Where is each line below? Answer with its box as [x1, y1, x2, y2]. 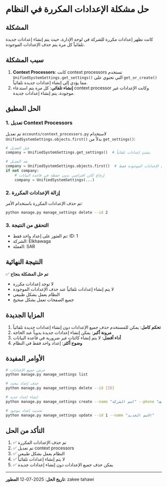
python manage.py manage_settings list [5, 372, 88, 377]
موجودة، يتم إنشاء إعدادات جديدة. [12, 90, 75, 96]
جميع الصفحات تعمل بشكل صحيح [12, 296, 74, 303]
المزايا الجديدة [5, 311, 44, 320]
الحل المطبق [5, 105, 41, 113]
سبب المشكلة [5, 56, 44, 64]
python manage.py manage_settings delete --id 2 [5, 210, 108, 215]
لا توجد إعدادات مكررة [12, 281, 54, 287]
